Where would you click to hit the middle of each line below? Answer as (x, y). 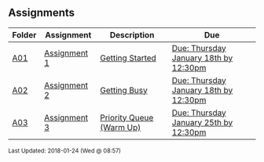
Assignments (42, 13)
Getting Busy (123, 90)
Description (132, 34)
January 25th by (202, 122)
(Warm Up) (120, 127)
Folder (24, 34)
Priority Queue (126, 117)
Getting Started (128, 58)
